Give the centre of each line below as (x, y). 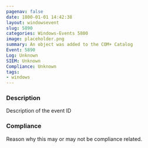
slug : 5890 (19, 28)
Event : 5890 (21, 50)
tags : (13, 72)
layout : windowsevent (33, 22)
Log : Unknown (22, 55)
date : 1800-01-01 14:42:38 (39, 17)
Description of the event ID (39, 111)
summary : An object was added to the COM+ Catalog (70, 45)
